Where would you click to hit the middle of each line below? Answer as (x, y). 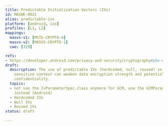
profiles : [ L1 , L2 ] (25, 28)
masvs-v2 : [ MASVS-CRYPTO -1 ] (39, 42)
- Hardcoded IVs (26, 98)
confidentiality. (32, 79)
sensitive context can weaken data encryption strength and (78, 74)
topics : (18, 84)
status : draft (20, 112)
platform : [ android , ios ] (32, 24)
